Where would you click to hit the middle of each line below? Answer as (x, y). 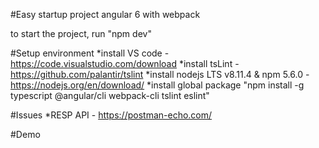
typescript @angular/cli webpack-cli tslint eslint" (110, 95)
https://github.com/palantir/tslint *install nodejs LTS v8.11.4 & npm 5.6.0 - (160, 74)
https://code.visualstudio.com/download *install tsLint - (125, 63)
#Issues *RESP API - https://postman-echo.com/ (111, 115)
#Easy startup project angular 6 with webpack (105, 14)
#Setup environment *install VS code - (90, 53)
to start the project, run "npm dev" (81, 33)
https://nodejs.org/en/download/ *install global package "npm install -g (157, 85)
